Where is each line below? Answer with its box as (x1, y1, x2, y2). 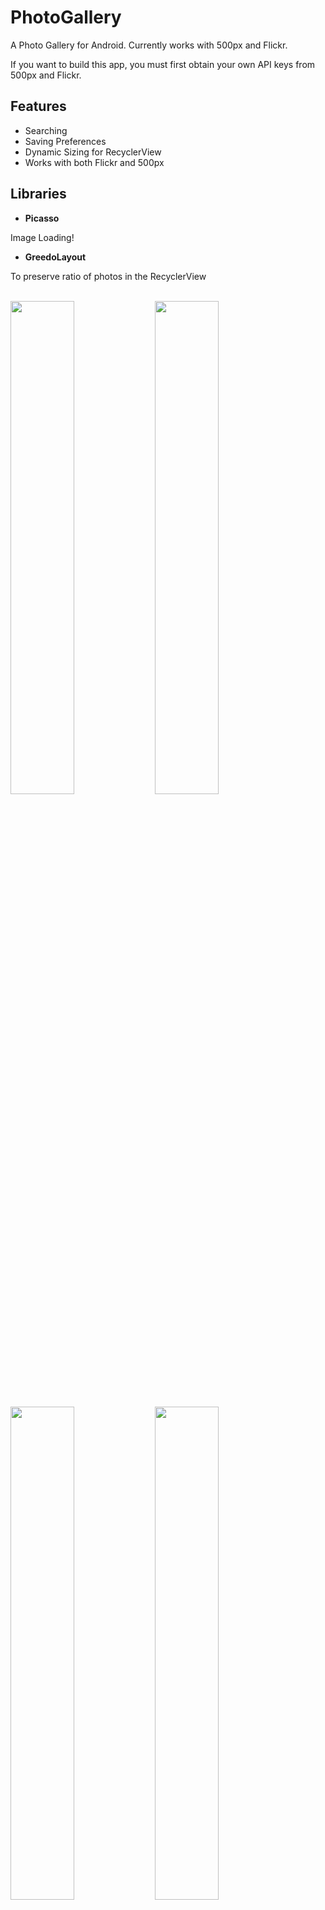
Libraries (10, 186, 67, 203)
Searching (24, 124, 68, 136)
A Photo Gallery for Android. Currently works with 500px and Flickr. (10, 39, 288, 51)
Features (10, 98, 67, 115)
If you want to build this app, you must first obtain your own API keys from (10, 58, 316, 70)
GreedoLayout (24, 251, 87, 263)
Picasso (24, 212, 60, 224)
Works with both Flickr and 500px (24, 156, 165, 168)
